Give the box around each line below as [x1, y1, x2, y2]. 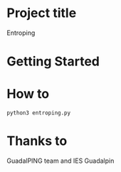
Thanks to [6, 133, 68, 149]
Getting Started [6, 53, 100, 70]
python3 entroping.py [6, 109, 71, 117]
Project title [6, 5, 77, 21]
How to [6, 86, 50, 102]
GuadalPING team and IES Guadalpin [6, 156, 115, 165]
